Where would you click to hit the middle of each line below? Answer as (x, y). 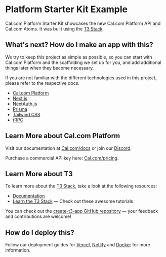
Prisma (20, 109)
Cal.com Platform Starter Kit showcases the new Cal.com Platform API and (83, 23)
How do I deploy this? (40, 232)
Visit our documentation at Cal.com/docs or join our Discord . (68, 148)
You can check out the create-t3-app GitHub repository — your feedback (82, 211)
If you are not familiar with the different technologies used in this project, (81, 78)
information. (18, 250)
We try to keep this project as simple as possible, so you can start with (79, 57)
